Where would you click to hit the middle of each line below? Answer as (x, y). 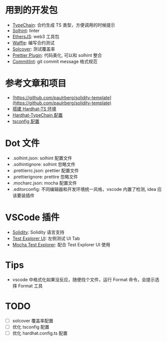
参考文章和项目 (36, 84)
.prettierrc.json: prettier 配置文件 (45, 170)
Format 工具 (30, 286)
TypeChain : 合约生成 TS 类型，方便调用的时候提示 (64, 25)
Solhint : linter (26, 30)
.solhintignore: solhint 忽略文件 (44, 164)
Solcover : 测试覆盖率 (34, 49)
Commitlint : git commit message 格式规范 (55, 61)
